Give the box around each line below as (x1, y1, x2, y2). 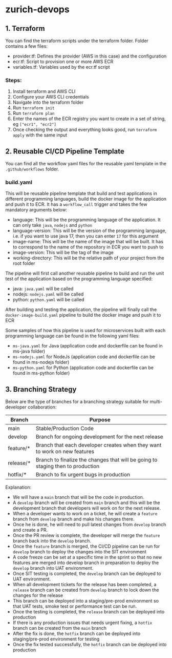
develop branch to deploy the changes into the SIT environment (12, 549, 147, 555)
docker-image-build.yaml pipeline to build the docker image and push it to (5, 312, 161, 318)
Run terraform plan (12, 110, 55, 117)
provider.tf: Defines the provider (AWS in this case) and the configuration (12, 53, 167, 59)
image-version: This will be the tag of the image (12, 249, 114, 256)
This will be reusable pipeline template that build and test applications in (5, 190, 158, 197)
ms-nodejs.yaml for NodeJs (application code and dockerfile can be (12, 354, 155, 360)
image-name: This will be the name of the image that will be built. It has (12, 239, 164, 245)
